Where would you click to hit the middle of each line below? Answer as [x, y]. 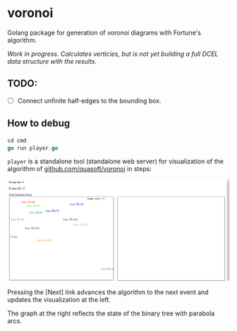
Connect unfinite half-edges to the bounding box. [89, 100]
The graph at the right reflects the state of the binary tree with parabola [111, 313]
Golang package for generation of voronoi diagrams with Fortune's [104, 33]
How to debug [39, 123]
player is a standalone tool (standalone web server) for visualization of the [116, 161]
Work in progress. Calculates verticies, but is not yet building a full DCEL [113, 54]
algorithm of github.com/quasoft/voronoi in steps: [79, 169]
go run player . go [33, 148]
